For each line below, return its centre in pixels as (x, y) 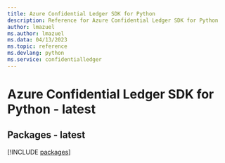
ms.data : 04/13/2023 (38, 40)
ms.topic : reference (38, 46)
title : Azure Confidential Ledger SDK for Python (82, 14)
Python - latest (52, 109)
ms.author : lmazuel (36, 33)
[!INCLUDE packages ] (39, 152)
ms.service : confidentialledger (54, 60)
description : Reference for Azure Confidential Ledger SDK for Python (113, 20)
